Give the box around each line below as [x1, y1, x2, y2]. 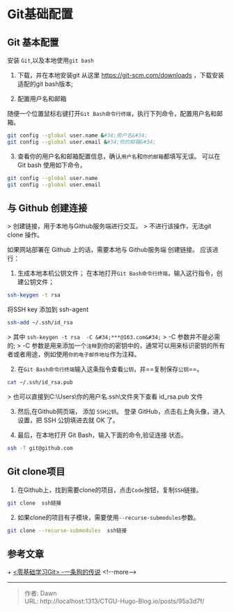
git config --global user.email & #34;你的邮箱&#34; [7, 138, 157, 145]
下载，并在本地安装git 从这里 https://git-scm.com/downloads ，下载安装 [17, 71, 224, 79]
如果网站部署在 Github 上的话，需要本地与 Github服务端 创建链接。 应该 [7, 246, 212, 254]
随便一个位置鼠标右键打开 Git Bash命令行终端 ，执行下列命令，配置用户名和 [7, 110, 217, 117]
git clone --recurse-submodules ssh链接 [7, 527, 127, 534]
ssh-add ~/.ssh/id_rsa [7, 319, 73, 327]
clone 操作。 [7, 231, 44, 239]
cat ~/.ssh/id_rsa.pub [7, 379, 73, 386]
